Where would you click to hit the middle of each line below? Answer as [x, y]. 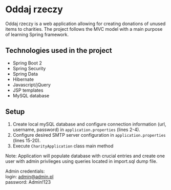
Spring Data [25, 74]
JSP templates [28, 90]
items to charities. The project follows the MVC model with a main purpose [84, 29]
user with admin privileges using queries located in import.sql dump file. [81, 161]
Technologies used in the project [59, 50]
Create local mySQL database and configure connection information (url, [89, 124]
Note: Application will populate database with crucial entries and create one [85, 156]
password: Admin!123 [28, 182]
